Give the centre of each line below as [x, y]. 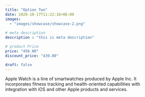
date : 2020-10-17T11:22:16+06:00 [40, 14]
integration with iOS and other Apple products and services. [66, 90]
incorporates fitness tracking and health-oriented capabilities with [73, 84]
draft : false [19, 65]
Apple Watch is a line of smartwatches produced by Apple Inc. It [71, 79]
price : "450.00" [22, 51]
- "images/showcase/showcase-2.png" [47, 24]
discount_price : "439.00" [32, 56]
